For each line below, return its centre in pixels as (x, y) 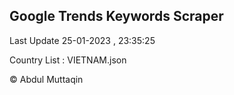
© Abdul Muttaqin (46, 79)
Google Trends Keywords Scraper (116, 16)
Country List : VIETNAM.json (68, 60)
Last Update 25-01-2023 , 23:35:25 (82, 40)
